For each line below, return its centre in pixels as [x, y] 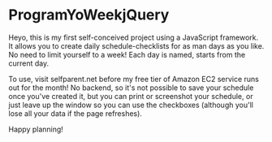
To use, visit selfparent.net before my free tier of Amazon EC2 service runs [134, 79]
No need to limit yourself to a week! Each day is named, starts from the [127, 54]
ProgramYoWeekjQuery [89, 15]
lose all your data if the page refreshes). [75, 113]
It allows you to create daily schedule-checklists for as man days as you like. [136, 45]
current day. [29, 63]
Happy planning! [36, 129]
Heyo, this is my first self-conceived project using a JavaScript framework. [134, 37]
